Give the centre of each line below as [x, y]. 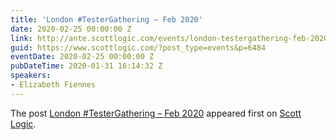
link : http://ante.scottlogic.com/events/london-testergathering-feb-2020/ [171, 38]
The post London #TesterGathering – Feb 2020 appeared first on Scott [156, 113]
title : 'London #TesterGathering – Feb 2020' [106, 19]
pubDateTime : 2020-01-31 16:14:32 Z [86, 66]
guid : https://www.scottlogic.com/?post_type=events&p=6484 [138, 47]
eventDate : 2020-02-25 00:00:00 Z [82, 57]
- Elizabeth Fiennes [53, 85]
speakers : [31, 76]
